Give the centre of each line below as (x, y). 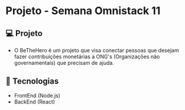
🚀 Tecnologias (32, 81)
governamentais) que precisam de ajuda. (64, 63)
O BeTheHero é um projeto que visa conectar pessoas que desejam (96, 50)
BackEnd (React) (35, 102)
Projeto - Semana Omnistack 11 (83, 11)
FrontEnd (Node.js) (37, 95)
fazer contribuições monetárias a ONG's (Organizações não (87, 56)
